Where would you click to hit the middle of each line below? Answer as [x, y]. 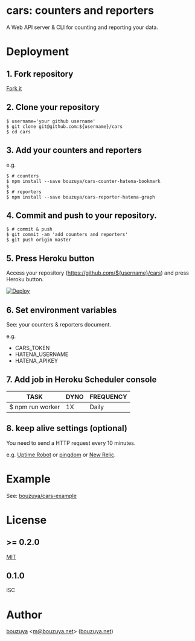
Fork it [14, 88]
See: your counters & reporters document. [59, 324]
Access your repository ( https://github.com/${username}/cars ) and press [97, 273]
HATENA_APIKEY [37, 361]
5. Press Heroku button [50, 258]
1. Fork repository [40, 74]
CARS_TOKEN [32, 348]
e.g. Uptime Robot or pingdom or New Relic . [61, 454]
